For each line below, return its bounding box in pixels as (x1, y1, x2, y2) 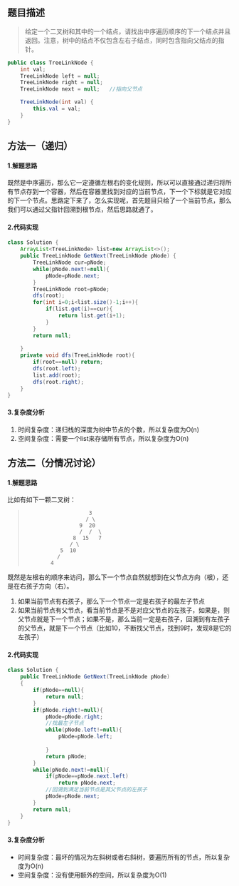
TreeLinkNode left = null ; (20, 72, 100, 80)
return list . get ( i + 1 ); (58, 312, 126, 320)
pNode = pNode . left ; (58, 733, 113, 740)
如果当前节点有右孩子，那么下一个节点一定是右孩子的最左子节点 (17, 597, 205, 606)
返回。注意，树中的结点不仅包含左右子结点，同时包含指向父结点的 (24, 36, 218, 44)
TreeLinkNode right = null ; (20, 79, 103, 86)
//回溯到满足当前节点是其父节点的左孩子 (45, 786, 148, 793)
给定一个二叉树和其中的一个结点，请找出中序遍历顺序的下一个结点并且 (24, 27, 231, 36)
